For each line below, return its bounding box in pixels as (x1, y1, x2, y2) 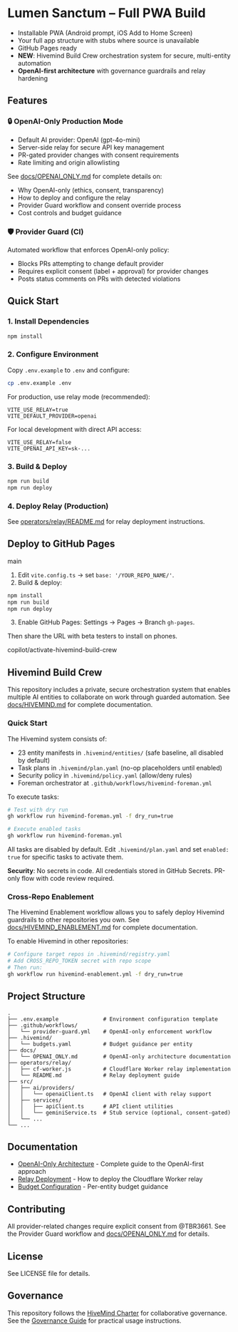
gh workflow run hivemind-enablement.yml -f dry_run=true (7, 971, 183, 978)
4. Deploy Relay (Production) (7, 501, 109, 511)
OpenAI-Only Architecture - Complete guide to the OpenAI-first (17, 1160, 205, 1168)
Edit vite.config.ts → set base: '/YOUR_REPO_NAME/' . (17, 570, 175, 579)
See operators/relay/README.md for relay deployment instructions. (7, 517, 205, 525)
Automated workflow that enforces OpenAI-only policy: (7, 245, 170, 254)
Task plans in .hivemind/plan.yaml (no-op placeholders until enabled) (17, 763, 223, 772)
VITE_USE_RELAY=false (7, 438, 72, 446)
